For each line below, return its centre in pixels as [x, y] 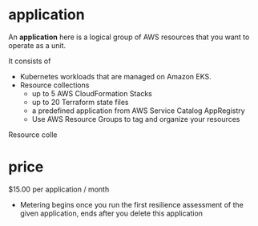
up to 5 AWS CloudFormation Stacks [92, 93]
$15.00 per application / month [59, 189]
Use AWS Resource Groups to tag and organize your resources [136, 119]
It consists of [30, 61]
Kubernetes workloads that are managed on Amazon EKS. [116, 76]
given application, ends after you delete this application [111, 213]
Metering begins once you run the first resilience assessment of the [132, 204]
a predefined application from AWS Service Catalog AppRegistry [139, 111]
